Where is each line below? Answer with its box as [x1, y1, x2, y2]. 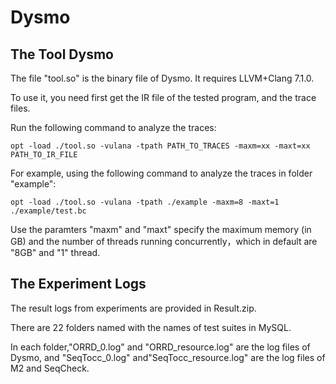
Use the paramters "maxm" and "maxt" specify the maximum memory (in [10, 224, 312, 235]
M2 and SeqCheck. [10, 362, 90, 374]
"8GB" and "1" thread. [10, 247, 101, 258]
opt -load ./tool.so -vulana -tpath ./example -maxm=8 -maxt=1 [10, 197, 280, 207]
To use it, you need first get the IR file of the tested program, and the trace [10, 92, 317, 103]
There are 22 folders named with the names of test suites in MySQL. [10, 321, 292, 333]
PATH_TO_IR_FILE [10, 150, 78, 160]
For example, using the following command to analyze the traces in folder [10, 167, 313, 179]
